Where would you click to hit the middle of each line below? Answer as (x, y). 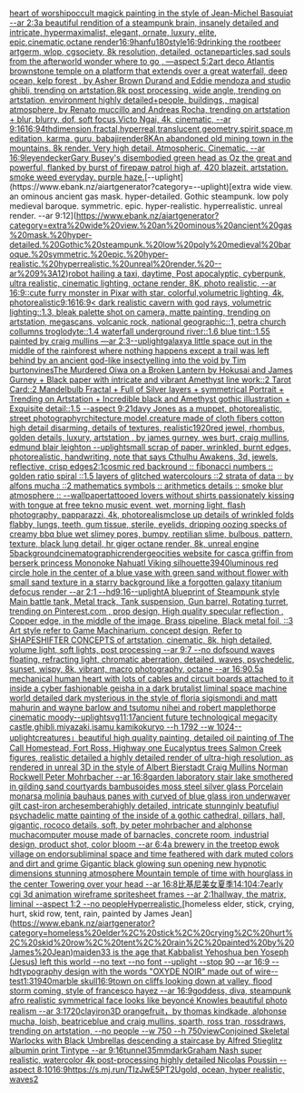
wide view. (273, 187)
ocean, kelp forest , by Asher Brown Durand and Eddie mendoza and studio (150, 80)
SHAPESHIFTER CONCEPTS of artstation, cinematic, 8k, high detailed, (141, 640)
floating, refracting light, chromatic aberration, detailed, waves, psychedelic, (152, 659)
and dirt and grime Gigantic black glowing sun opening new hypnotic (138, 863)
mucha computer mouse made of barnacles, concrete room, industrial (139, 835)
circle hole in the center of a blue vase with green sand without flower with (149, 572)
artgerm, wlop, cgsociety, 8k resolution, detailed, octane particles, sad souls (150, 52)
